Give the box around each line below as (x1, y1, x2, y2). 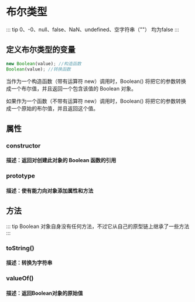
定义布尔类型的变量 (6, 45, 76, 55)
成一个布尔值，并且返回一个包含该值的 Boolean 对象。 (6, 85, 136, 92)
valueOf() (6, 274, 34, 283)
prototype (6, 172, 35, 180)
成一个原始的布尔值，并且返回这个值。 (6, 105, 98, 112)
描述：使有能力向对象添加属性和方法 (6, 187, 94, 194)
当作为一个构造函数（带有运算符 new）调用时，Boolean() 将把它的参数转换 (6, 78, 186, 85)
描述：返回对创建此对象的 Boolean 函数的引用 (6, 157, 117, 164)
